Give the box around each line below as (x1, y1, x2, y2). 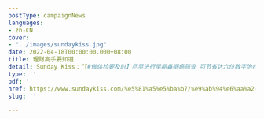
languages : (8, 19, 44, 27)
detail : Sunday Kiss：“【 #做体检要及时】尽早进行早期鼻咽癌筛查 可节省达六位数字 (8, 63, 247, 71)
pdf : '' (8, 77, 34, 85)
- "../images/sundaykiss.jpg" (8, 41, 108, 49)
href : (8, 84, 26, 93)
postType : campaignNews (8, 11, 86, 20)
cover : (8, 33, 30, 42)
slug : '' (8, 92, 37, 100)
